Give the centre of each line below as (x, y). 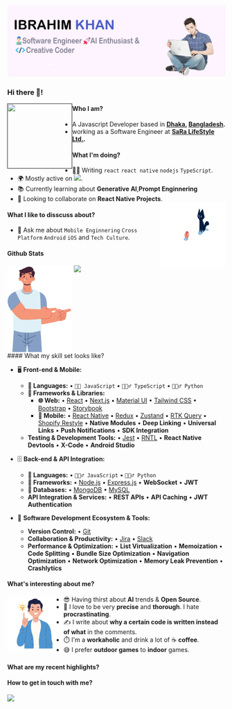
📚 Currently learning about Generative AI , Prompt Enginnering (107, 189)
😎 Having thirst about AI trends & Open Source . (132, 599)
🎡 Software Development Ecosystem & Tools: (83, 518)
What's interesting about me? (51, 584)
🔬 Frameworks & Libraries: (66, 393)
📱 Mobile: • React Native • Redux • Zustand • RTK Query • (122, 416)
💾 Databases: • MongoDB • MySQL (79, 489)
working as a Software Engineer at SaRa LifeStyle (143, 132)
